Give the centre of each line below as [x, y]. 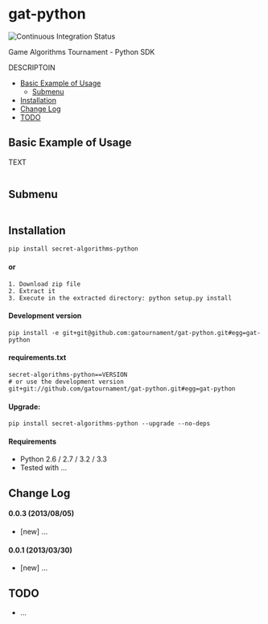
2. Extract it [32, 291]
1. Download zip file [45, 284]
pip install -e [34, 333]
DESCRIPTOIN [32, 67]
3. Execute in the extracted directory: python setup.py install [120, 298]
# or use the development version [66, 382]
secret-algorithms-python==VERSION [68, 374]
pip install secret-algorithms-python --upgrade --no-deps [109, 424]
